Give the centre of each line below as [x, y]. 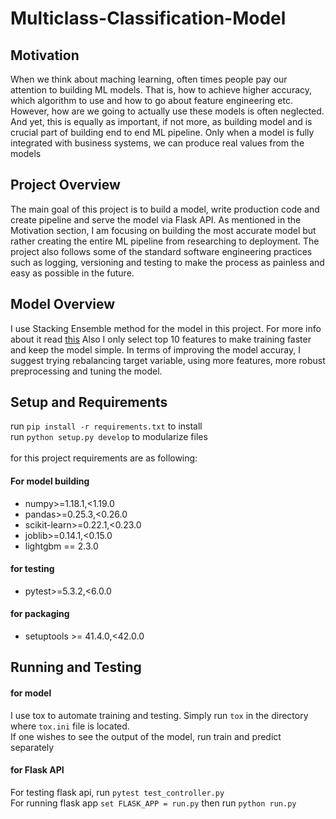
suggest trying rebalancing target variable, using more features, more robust [168, 360]
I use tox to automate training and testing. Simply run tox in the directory [159, 715]
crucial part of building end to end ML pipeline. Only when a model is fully [162, 132]
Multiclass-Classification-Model [148, 18]
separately [32, 747]
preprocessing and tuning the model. [86, 371]
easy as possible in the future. [72, 273]
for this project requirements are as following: [104, 458]
